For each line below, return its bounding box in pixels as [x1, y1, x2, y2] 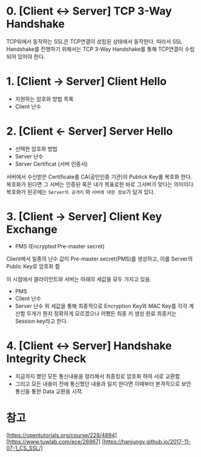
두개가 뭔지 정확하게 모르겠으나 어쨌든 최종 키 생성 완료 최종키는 [26, 310, 177, 317]
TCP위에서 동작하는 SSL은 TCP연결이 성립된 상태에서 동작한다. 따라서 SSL [6, 37, 183, 45]
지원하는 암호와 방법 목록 [15, 95, 74, 102]
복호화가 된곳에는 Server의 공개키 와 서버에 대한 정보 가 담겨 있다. [6, 188, 156, 195]
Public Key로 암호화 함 [6, 262, 61, 270]
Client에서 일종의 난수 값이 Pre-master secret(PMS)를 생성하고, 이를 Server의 [6, 255, 193, 262]
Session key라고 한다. [15, 317, 68, 325]
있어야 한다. [17, 53, 45, 60]
